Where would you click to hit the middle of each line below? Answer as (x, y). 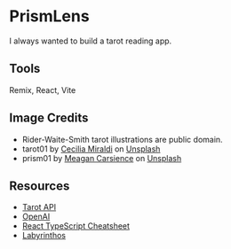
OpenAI (36, 217)
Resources (40, 186)
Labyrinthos (44, 236)
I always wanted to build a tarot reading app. (91, 41)
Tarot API (39, 207)
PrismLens (50, 16)
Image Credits (49, 118)
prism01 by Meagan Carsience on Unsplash (102, 158)
